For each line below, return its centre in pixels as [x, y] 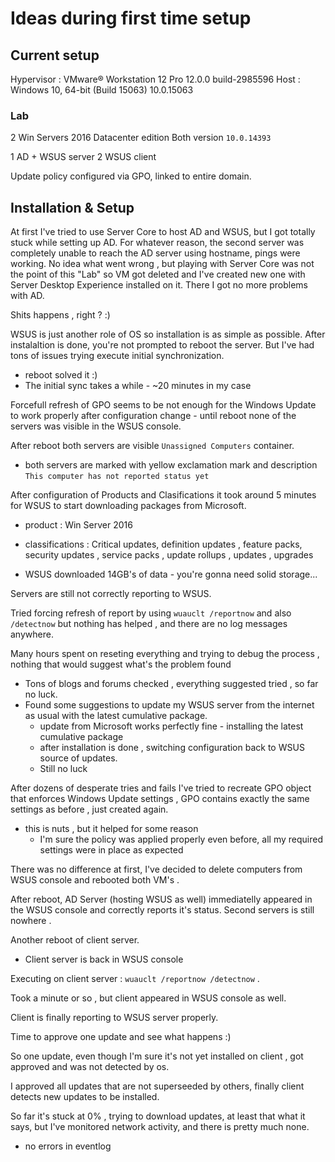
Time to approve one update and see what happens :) [121, 1037]
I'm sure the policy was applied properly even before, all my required [181, 839]
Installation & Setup [72, 207]
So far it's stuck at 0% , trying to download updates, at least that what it [158, 1116]
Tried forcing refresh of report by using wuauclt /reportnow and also [151, 613]
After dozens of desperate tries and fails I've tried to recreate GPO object [161, 788]
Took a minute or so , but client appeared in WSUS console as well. [148, 998]
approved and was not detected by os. [90, 1067]
